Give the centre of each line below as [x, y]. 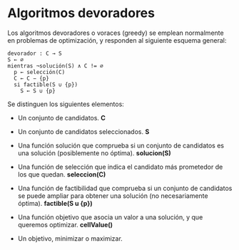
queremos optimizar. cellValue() [65, 224]
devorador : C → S [35, 53]
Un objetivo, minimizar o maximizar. [70, 238]
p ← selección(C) [40, 72]
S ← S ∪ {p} [38, 90]
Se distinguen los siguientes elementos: [66, 104]
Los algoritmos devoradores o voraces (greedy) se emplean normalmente [116, 33]
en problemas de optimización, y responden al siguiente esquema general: [117, 40]
